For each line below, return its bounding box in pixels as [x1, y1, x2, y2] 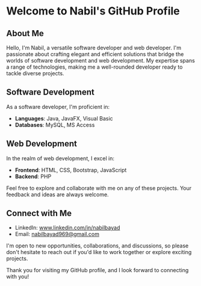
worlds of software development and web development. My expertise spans [6, 57, 196, 64]
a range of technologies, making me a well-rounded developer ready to [6, 63, 183, 70]
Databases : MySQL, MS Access [14, 121, 95, 128]
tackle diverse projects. [6, 70, 64, 76]
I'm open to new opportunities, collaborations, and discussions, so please [6, 242, 189, 249]
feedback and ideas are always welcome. [6, 191, 110, 198]
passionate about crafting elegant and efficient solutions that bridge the [6, 51, 184, 58]
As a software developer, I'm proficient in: [6, 103, 110, 110]
